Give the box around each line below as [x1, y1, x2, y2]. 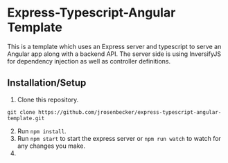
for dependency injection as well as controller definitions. [7, 57, 171, 65]
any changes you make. [17, 142, 85, 150]
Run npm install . [17, 126, 67, 135]
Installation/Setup [7, 77, 87, 89]
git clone [7, 108, 36, 115]
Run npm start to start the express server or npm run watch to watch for [17, 134, 222, 142]
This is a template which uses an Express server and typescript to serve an [7, 42, 222, 50]
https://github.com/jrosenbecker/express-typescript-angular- [37, 108, 222, 115]
